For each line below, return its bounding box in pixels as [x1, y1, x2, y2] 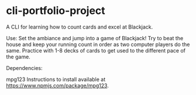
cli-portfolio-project [6, 4, 105, 17]
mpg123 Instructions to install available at [6, 76, 106, 83]
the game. [6, 53, 30, 60]
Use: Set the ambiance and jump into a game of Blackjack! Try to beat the [6, 34, 184, 41]
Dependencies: [6, 64, 43, 71]
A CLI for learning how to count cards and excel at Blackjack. [6, 23, 153, 30]
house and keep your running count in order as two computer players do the [6, 41, 190, 48]
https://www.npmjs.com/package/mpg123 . [6, 82, 109, 89]
